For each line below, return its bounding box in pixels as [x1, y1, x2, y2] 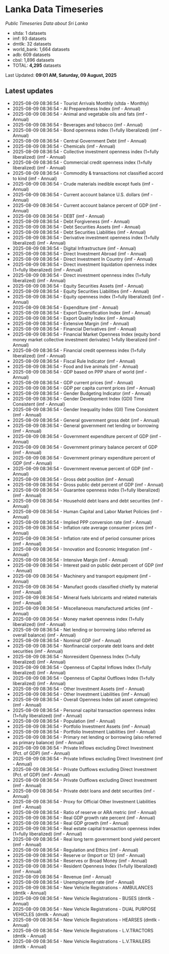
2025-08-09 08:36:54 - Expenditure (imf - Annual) [12, 304, 119, 310]
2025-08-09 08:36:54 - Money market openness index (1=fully [12, 616, 144, 622]
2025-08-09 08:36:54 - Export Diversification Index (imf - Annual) [12, 309, 151, 315]
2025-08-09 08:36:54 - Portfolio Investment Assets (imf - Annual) [12, 723, 150, 729]
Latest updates [5, 87, 53, 96]
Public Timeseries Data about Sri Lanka [5, 20, 88, 26]
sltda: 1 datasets [12, 30, 46, 36]
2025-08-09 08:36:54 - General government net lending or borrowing [12, 422, 159, 428]
